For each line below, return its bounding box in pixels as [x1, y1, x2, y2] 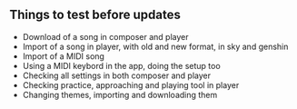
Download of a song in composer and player [22, 31, 189, 42]
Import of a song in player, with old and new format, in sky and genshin [22, 41, 289, 52]
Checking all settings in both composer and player [22, 70, 212, 81]
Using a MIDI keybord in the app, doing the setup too [22, 60, 221, 71]
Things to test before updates [9, 7, 182, 23]
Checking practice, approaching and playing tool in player [22, 79, 240, 90]
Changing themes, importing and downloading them [22, 89, 218, 100]
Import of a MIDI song [22, 50, 104, 62]
